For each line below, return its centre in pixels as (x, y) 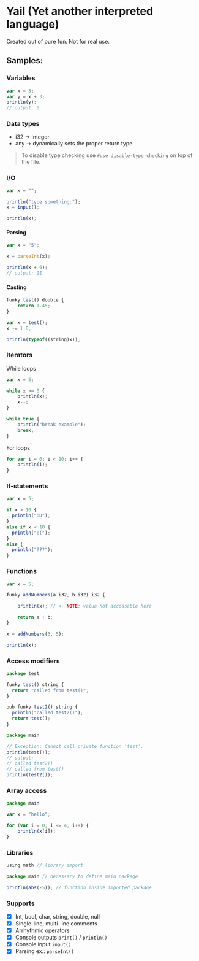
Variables (21, 78)
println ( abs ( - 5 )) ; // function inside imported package (79, 887)
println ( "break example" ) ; (52, 425)
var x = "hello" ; (28, 814)
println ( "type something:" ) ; (43, 202)
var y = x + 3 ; (26, 96)
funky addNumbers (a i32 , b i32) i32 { (56, 595)
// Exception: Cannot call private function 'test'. (75, 746)
